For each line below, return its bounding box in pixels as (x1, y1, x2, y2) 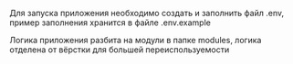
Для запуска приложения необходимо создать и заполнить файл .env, (9, 8, 285, 18)
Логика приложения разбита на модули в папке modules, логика (9, 35, 262, 45)
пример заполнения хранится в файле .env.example (9, 17, 212, 28)
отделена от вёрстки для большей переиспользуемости (9, 44, 230, 55)
